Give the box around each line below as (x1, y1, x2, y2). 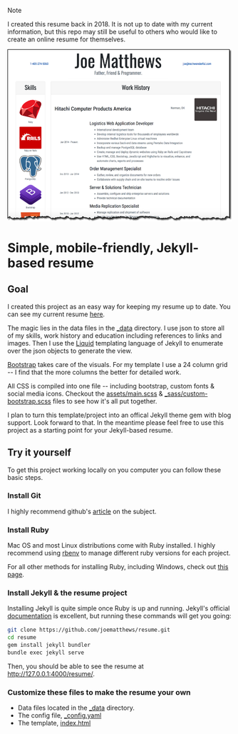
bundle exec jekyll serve (7, 649, 84, 656)
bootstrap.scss (7, 396, 51, 406)
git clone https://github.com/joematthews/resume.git (7, 626, 171, 634)
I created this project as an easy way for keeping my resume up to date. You (7, 302, 231, 311)
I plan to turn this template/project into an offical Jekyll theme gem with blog (7, 411, 232, 419)
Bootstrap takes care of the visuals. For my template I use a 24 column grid (7, 360, 228, 368)
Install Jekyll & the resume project (7, 588, 128, 598)
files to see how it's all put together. (52, 396, 157, 406)
